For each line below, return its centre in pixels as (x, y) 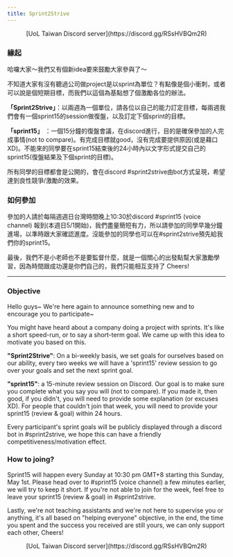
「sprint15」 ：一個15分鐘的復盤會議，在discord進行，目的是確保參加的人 (113, 131)
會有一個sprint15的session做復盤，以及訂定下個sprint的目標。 (101, 116)
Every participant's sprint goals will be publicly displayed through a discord (114, 427)
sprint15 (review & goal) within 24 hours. (65, 413)
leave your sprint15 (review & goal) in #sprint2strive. (81, 497)
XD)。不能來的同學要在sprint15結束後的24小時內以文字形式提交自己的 (106, 148)
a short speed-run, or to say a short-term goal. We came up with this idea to (116, 334)
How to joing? (31, 460)
